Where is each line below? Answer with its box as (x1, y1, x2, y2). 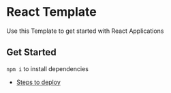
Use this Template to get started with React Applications (6, 27, 164, 35)
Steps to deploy (16, 78, 61, 86)
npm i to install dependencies (6, 64, 89, 72)
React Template (6, 4, 97, 20)
